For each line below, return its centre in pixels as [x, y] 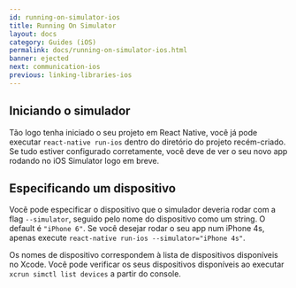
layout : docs [33, 34]
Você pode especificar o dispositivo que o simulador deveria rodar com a [143, 210]
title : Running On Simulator [63, 26]
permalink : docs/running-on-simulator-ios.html [99, 51]
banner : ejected [39, 58]
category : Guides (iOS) [53, 42]
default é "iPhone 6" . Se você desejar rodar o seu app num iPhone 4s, [137, 229]
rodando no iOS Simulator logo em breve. [84, 160]
